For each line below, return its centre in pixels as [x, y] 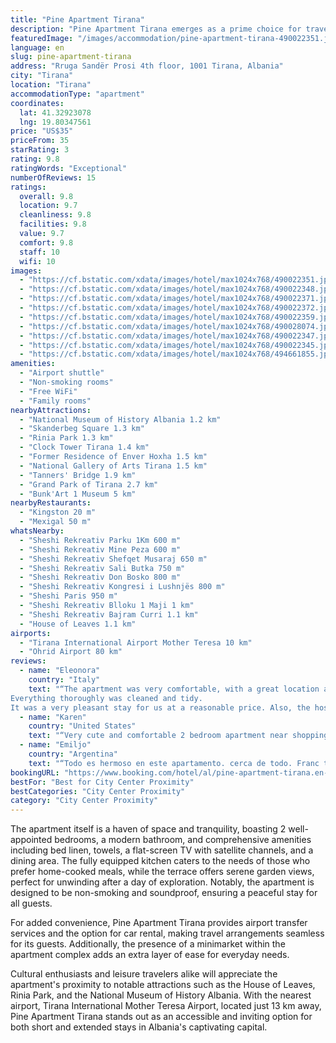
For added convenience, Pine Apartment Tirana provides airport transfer [159, 923]
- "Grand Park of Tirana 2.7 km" [89, 484]
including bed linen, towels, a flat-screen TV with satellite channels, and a [162, 850]
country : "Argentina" [73, 754]
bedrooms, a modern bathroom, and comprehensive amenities [183, 840]
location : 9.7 [48, 206]
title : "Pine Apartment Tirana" [77, 19]
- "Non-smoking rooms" [66, 382]
